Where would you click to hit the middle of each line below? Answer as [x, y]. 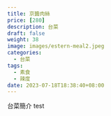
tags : [15, 66]
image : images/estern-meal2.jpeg [56, 46]
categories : [24, 53]
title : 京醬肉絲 [29, 14]
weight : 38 [23, 40]
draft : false [26, 33]
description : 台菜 [33, 27]
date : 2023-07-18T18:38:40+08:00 [56, 85]
